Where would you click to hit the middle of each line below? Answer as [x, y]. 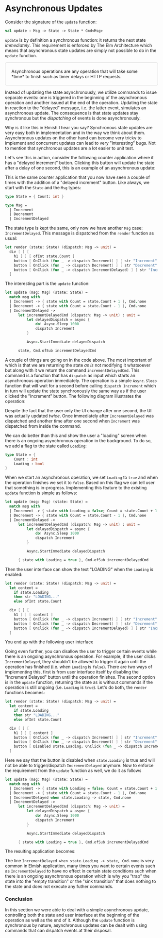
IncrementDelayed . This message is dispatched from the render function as [80, 233]
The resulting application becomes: [40, 851]
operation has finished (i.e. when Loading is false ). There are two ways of [79, 667]
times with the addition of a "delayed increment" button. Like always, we [77, 182]
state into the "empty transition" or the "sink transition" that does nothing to [81, 881]
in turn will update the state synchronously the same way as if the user [76, 391]
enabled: [14, 574]
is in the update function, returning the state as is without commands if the [79, 682]
